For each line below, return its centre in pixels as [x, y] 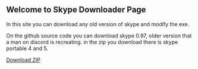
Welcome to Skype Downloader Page [76, 10]
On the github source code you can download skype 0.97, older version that [99, 36]
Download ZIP [23, 59]
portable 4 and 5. [27, 48]
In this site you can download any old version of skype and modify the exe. [98, 24]
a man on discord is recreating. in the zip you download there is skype [92, 42]
